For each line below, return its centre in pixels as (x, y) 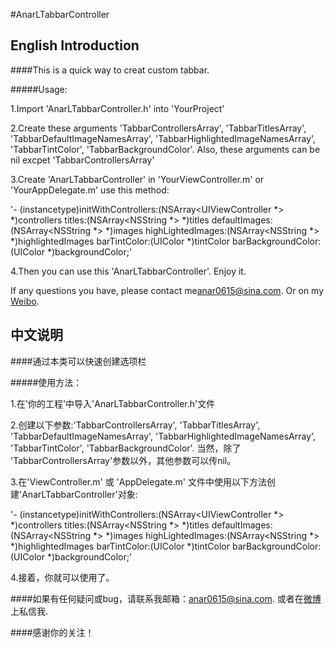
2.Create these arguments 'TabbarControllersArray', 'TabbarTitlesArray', (158, 128)
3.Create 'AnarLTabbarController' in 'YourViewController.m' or (137, 179)
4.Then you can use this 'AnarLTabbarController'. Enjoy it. (128, 271)
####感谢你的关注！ (52, 632)
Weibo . (25, 301)
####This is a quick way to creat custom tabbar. (110, 70)
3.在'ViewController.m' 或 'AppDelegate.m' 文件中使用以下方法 (138, 481)
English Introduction (75, 45)
